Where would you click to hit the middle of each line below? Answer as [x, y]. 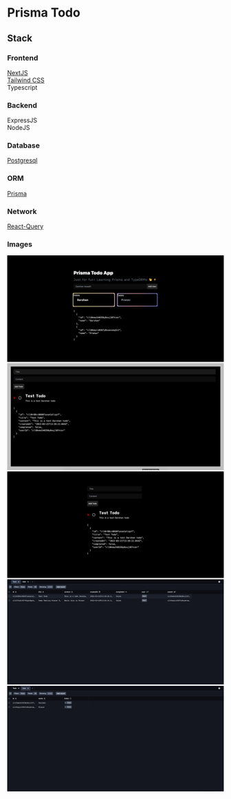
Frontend [23, 58]
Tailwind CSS [26, 80]
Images [20, 244]
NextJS [18, 72]
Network [22, 211]
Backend [22, 105]
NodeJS [19, 128]
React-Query [25, 226]
